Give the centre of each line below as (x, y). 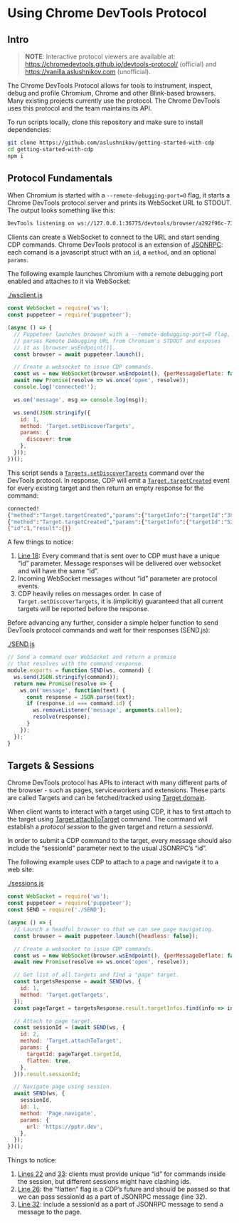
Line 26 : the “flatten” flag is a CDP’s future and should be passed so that (124, 1189)
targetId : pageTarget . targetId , (74, 1054)
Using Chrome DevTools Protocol (107, 13)
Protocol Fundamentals (60, 179)
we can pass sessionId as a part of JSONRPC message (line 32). (112, 1197)
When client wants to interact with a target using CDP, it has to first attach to (119, 812)
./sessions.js (26, 884)
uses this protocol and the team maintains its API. (80, 108)
